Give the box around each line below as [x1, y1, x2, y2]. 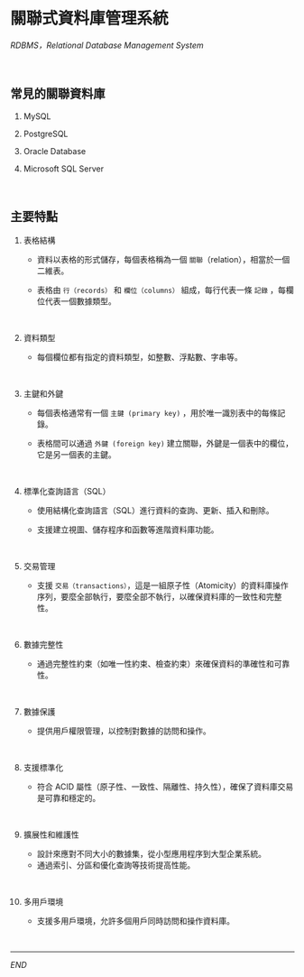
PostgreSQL [23, 128, 69, 139]
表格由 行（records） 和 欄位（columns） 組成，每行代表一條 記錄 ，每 [36, 284, 287, 295]
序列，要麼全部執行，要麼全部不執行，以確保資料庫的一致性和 [36, 591, 267, 602]
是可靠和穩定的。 [36, 792, 101, 803]
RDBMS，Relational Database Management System [10, 40, 204, 51]
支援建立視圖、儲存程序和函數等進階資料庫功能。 [36, 524, 219, 535]
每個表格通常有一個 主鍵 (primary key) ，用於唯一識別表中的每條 [36, 407, 278, 418]
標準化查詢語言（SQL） [23, 485, 111, 496]
